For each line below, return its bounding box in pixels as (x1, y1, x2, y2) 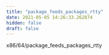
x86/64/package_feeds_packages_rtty (6, 42, 102, 49)
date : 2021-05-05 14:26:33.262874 (6, 14, 93, 20)
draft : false (6, 25, 39, 32)
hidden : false (6, 20, 42, 26)
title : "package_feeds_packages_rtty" (6, 8, 104, 15)
